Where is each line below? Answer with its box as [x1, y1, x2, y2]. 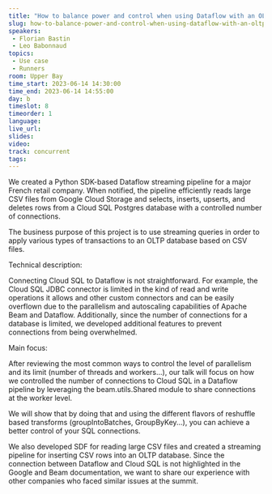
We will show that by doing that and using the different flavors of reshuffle [8, 409, 256, 419]
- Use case [11, 57, 49, 66]
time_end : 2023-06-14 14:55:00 [8, 87, 114, 96]
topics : [8, 49, 35, 57]
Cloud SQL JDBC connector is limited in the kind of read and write [8, 284, 229, 294]
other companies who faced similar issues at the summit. [8, 476, 198, 486]
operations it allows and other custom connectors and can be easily [8, 293, 235, 303]
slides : [8, 132, 35, 140]
